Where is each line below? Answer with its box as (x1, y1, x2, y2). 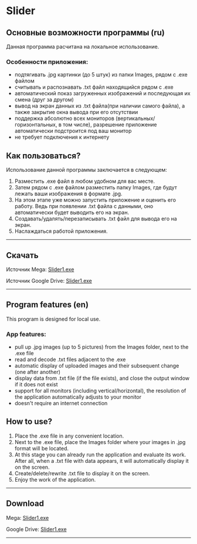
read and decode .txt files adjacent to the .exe (14, 356, 126, 363)
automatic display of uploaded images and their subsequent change (14, 362, 179, 369)
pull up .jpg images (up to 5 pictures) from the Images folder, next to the (14, 343, 189, 351)
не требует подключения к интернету (14, 134, 110, 141)
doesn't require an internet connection (14, 400, 108, 407)
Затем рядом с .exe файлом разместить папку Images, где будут (14, 184, 178, 191)
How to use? (6, 416, 53, 427)
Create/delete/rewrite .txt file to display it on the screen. (14, 469, 150, 477)
